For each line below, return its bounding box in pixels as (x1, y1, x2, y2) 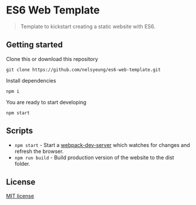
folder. (14, 160, 30, 167)
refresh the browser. (14, 148, 64, 155)
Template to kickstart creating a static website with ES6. (20, 23, 156, 30)
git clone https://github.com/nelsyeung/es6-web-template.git (6, 67, 161, 73)
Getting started (6, 40, 63, 50)
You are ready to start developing (6, 98, 87, 105)
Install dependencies (6, 77, 57, 84)
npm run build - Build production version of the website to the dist (14, 153, 174, 161)
